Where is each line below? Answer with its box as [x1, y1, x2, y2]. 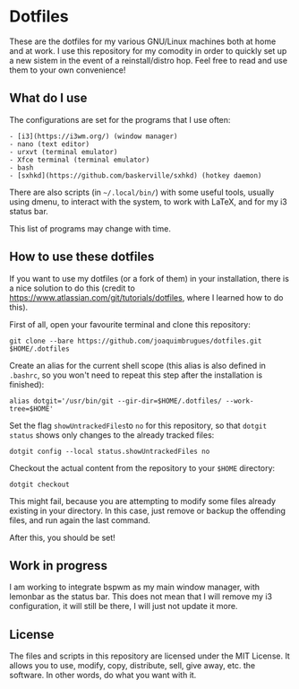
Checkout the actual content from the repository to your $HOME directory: [9, 462, 276, 473]
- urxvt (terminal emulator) [9, 147, 118, 156]
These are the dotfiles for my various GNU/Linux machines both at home [9, 36, 277, 47]
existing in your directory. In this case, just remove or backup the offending [9, 505, 286, 516]
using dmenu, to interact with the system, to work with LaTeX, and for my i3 [9, 196, 288, 207]
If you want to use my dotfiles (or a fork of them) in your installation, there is [9, 273, 289, 283]
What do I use [9, 91, 88, 106]
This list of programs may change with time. [9, 222, 172, 234]
